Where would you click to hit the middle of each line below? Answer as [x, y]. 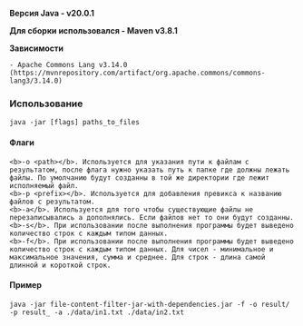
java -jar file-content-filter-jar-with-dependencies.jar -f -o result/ [150, 304]
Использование [46, 104]
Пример [26, 285]
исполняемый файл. [44, 185]
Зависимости [37, 48]
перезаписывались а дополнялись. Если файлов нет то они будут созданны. [152, 217]
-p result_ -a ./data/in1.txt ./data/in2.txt [97, 312]
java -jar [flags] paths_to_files [75, 123]
